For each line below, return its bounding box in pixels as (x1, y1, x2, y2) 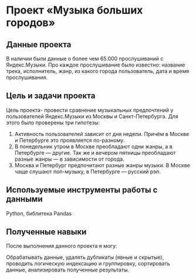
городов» (6, 16, 56, 29)
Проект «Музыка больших (6, 4, 143, 17)
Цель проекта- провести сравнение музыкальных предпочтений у (6, 107, 174, 114)
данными (6, 194, 43, 204)
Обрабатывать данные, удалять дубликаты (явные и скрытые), (6, 254, 164, 261)
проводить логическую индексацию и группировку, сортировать (6, 260, 170, 267)
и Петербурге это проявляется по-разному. (14, 137, 125, 144)
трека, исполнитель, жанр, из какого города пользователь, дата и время (6, 68, 190, 74)
